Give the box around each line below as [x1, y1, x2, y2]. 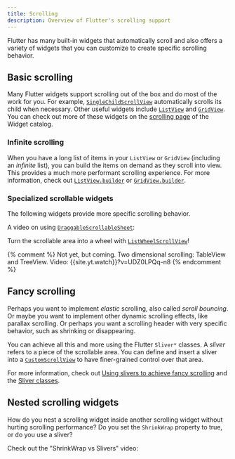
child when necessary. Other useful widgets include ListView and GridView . [7, 105, 226, 113]
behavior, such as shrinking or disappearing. [7, 326, 136, 335]
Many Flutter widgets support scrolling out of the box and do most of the [7, 90, 217, 98]
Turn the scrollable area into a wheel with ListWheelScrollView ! [7, 236, 189, 245]
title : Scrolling [7, 10, 58, 18]
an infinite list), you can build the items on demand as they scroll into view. [7, 161, 222, 169]
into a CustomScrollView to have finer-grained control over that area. [7, 355, 203, 363]
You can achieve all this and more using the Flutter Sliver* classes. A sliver [7, 340, 226, 349]
